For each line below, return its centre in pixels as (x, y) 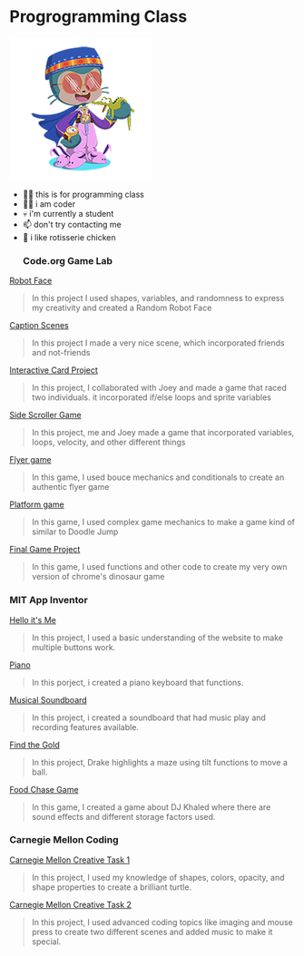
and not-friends (61, 353)
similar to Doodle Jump (75, 532)
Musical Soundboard (49, 699)
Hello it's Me (33, 619)
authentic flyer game (70, 487)
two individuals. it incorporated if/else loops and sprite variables (152, 397)
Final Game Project (45, 550)
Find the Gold (35, 745)
